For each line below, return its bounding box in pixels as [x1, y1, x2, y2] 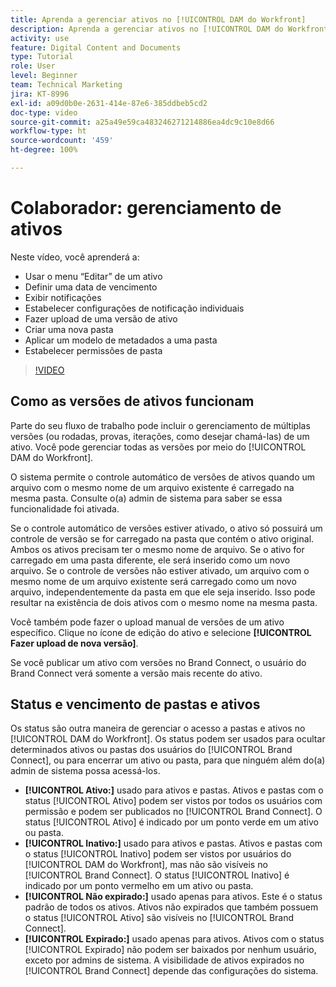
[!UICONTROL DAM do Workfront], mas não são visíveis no [24, 859, 268, 871]
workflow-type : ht [10, 126, 87, 136]
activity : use [10, 33, 70, 43]
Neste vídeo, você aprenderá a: [10, 251, 140, 263]
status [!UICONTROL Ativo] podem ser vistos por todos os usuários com [24, 795, 323, 807]
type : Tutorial [10, 52, 74, 62]
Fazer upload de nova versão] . [10, 637, 139, 649]
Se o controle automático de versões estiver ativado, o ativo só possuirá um [10, 522, 323, 534]
